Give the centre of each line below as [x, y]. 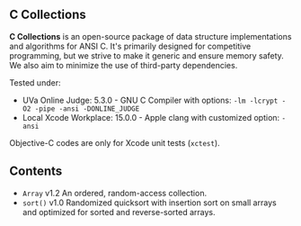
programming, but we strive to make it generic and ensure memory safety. [147, 55]
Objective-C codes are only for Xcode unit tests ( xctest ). [115, 142]
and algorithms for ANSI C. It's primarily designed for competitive [130, 46]
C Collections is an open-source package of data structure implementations [150, 36]
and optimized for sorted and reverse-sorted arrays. [119, 212]
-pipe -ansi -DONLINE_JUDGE [87, 108]
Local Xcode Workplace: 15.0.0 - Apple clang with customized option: [151, 117]
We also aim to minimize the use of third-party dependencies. [124, 65]
